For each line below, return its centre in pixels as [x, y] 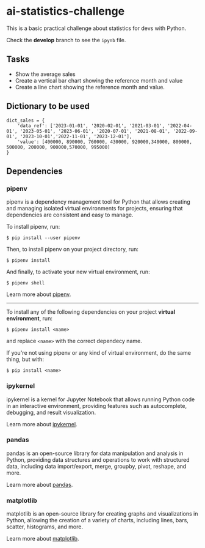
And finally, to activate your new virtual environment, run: [78, 272]
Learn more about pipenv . [39, 294]
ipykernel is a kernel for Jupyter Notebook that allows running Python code [101, 399]
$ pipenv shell [26, 283]
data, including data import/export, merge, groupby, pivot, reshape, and [96, 466]
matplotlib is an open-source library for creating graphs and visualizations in [102, 514]
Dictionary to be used [48, 106]
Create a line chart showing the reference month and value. [90, 87]
